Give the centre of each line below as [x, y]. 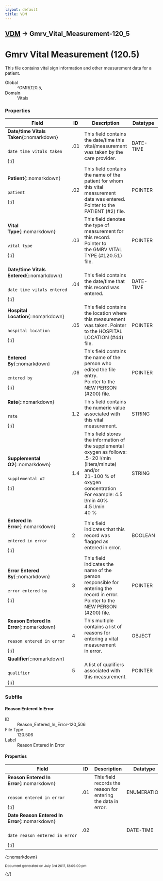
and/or [92, 470]
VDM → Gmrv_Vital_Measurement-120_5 [67, 34]
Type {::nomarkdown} [32, 232]
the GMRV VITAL [103, 249]
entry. [91, 375]
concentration [100, 489]
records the [107, 783]
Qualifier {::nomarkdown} [36, 659]
